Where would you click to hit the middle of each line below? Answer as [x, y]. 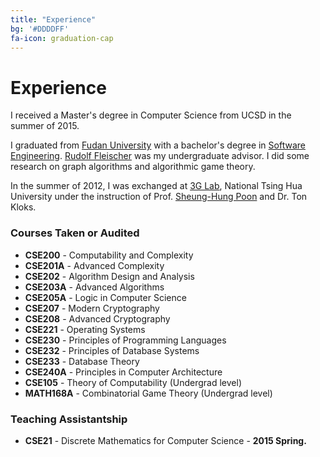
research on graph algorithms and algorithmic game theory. [133, 167]
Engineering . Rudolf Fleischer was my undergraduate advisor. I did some [160, 156]
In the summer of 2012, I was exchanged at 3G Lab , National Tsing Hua [156, 186]
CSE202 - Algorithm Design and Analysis [109, 276]
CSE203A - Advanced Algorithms [94, 287]
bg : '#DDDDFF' [40, 29]
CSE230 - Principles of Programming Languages [125, 340]
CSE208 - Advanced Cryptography [97, 318]
